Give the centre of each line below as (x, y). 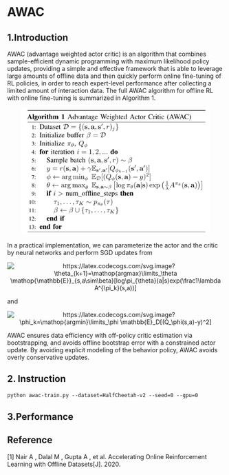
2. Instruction (37, 379)
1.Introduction (38, 38)
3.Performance (40, 417)
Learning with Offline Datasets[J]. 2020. (64, 464)
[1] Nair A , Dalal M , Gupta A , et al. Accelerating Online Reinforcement (107, 456)
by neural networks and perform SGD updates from (80, 252)
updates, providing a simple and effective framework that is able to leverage (115, 69)
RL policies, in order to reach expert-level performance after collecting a (109, 83)
